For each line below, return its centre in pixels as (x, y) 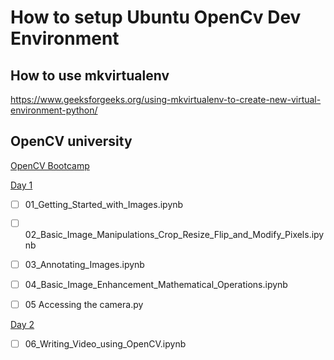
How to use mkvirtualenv (90, 75)
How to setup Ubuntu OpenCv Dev (156, 17)
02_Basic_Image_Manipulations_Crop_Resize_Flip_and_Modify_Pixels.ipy (174, 234)
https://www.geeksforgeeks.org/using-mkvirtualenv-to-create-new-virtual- (166, 99)
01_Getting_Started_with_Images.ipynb (104, 204)
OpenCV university (71, 141)
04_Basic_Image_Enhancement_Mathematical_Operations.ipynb (156, 284)
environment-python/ (54, 110)
